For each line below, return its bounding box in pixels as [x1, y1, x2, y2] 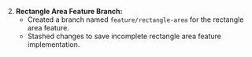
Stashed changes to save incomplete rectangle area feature [27, 31, 222, 41]
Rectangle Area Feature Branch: [15, 7, 123, 16]
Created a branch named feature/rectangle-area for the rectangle [27, 15, 244, 24]
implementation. [27, 40, 80, 49]
